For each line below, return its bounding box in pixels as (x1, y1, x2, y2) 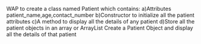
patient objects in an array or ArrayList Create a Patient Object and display (6, 24, 194, 31)
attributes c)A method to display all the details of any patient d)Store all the (6, 18, 195, 25)
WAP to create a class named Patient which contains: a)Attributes (6, 5, 172, 12)
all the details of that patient (6, 31, 77, 38)
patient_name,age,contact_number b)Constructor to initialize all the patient (6, 11, 195, 19)
